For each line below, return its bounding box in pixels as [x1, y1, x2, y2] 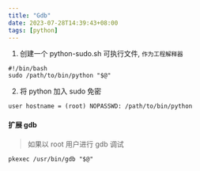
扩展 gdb [8, 120, 37, 129]
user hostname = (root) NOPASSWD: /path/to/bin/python [8, 102, 193, 111]
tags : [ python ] [8, 26, 58, 34]
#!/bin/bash [8, 65, 47, 73]
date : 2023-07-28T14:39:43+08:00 [8, 19, 119, 27]
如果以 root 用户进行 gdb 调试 [27, 139, 124, 149]
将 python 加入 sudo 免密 [19, 86, 102, 96]
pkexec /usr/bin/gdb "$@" [8, 155, 93, 163]
